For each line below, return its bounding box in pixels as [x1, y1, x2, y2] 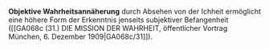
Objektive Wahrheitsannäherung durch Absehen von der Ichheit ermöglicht [8, 7, 262, 16]
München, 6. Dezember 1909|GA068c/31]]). [8, 32, 153, 41]
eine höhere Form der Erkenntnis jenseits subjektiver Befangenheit [8, 15, 229, 24]
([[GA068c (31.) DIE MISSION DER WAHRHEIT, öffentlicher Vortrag [8, 24, 228, 32]
